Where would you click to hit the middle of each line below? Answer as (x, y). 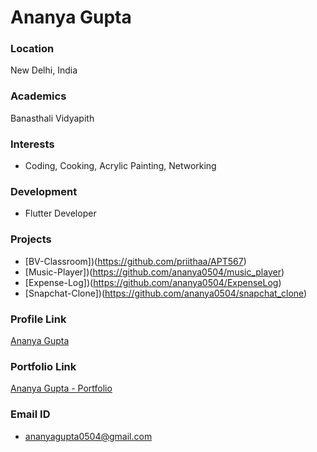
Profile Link (38, 319)
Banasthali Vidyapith (52, 118)
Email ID (30, 414)
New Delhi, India (44, 70)
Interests (32, 144)
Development (44, 191)
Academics (38, 96)
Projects (31, 239)
